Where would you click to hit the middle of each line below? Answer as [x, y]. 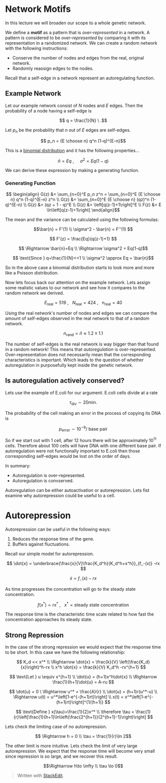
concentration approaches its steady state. [49, 619]
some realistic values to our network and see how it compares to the [75, 287]
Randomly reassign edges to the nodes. [53, 68]
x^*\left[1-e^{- [139, 697]
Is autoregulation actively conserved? [65, 381]
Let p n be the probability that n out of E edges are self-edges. [68, 131]
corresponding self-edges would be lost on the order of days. [68, 456]
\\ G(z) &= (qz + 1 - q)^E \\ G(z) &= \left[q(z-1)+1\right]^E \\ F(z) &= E [92, 205]
